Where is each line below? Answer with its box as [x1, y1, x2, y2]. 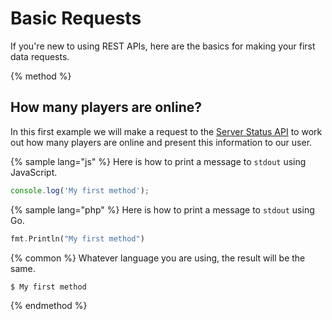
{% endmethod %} [10, 300, 88, 312]
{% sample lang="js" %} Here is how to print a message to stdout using [10, 155, 307, 167]
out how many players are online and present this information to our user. [10, 136, 313, 148]
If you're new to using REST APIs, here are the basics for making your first [10, 40, 316, 52]
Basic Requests [10, 7, 142, 30]
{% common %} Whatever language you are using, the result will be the [10, 252, 306, 264]
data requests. [10, 50, 70, 62]
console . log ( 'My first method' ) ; [10, 185, 150, 196]
